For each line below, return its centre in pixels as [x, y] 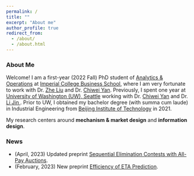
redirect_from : [25, 33]
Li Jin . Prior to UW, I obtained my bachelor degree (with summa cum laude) [97, 103]
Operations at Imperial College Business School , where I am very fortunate [96, 84]
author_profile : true [32, 28]
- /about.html [28, 45]
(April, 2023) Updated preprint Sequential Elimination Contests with [96, 154]
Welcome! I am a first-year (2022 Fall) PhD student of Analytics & [85, 77]
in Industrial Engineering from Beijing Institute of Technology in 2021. [89, 109]
